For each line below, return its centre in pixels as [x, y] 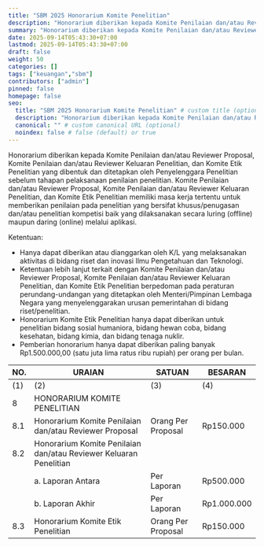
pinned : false [31, 89]
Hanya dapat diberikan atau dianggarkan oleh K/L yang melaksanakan [133, 252]
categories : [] [33, 67]
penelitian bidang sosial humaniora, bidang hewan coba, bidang [123, 327]
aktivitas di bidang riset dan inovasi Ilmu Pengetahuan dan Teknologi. [131, 261]
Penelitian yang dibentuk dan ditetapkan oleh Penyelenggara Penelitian [123, 172]
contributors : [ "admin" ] [49, 81]
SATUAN [172, 372]
